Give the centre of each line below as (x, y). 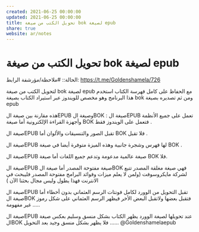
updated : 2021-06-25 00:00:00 (44, 17)
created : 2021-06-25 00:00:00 (44, 12)
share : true (21, 28)
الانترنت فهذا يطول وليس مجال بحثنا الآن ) (52, 181)
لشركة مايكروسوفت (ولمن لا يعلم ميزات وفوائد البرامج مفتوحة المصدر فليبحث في (97, 174)
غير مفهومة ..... (23, 205)
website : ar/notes (29, 34)
